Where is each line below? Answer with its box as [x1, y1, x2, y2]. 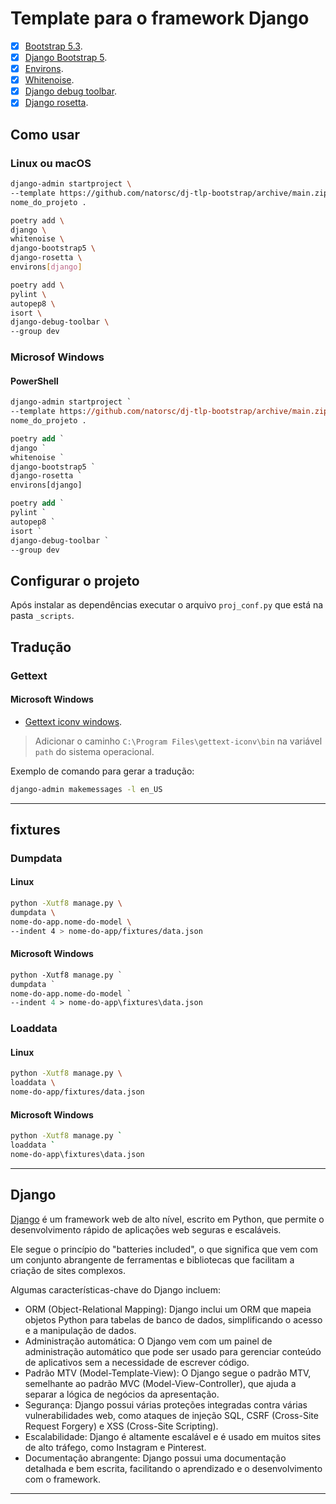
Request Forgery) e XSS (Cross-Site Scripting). [24, 1420, 219, 1432]
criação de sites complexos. [10, 1264, 126, 1276]
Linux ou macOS [10, 156, 92, 170]
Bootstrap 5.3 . [24, 40, 83, 52]
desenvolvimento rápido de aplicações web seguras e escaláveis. [10, 1223, 282, 1236]
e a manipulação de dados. [24, 1324, 137, 1336]
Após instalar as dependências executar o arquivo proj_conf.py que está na [10, 599, 324, 611]
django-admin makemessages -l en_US [10, 784, 163, 794]
